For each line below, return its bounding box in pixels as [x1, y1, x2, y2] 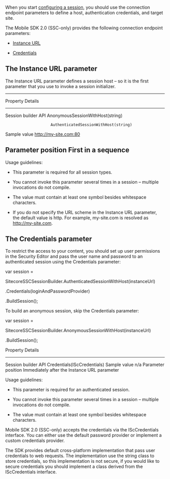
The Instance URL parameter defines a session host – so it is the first [5, 78, 149, 84]
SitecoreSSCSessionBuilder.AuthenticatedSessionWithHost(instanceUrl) [5, 278, 156, 285]
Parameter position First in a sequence [5, 146, 130, 154]
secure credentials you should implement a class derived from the [5, 463, 143, 470]
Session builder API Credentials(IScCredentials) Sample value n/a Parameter [5, 362, 164, 368]
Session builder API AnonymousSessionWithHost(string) [5, 112, 123, 118]
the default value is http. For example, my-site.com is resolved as [12, 215, 149, 221]
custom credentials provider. [5, 437, 65, 444]
